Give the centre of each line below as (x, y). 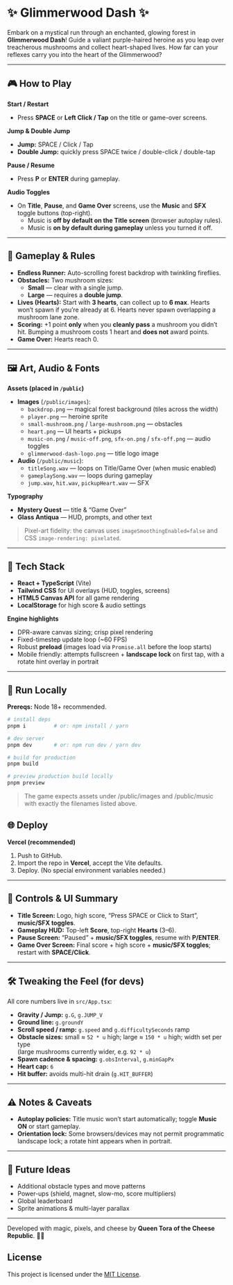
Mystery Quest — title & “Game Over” (72, 510)
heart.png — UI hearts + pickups (74, 431)
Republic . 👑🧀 (26, 1236)
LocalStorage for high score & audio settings (81, 605)
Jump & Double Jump (39, 131)
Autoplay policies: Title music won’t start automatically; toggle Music (117, 1119)
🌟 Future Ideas (39, 1169)
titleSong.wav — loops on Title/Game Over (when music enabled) (122, 468)
